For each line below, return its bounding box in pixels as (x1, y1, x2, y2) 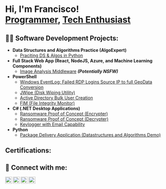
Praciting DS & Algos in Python (19, 52, 83, 58)
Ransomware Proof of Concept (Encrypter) (19, 111, 108, 117)
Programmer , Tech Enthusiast (5, 14, 131, 25)
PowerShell (12, 74, 37, 79)
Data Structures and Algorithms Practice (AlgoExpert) (12, 47, 127, 53)
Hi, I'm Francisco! (5, 3, 79, 15)
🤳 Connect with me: (5, 163, 67, 172)
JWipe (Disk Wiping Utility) (19, 90, 75, 95)
